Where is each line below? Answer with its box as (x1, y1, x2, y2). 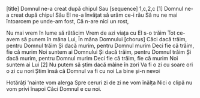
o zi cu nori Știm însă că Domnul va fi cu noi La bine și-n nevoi (6, 68, 160, 74)
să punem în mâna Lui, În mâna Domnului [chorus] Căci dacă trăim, (20, 36, 187, 42)
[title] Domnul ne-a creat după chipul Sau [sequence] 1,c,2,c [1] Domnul (6, 5, 184, 12)
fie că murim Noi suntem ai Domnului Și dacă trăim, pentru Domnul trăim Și (6, 48, 192, 56)
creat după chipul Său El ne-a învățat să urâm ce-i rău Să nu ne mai (10, 11, 178, 19)
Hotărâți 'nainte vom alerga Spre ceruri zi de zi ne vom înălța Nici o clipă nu (6, 79, 193, 86)
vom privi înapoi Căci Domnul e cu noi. (6, 85, 102, 92)
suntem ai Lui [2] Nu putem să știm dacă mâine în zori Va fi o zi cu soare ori (6, 61, 193, 68)
